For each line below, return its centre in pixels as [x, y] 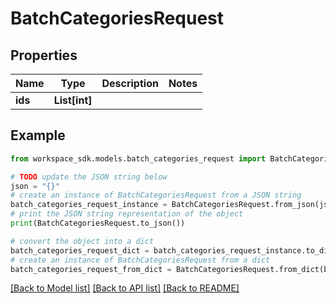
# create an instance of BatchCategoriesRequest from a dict [140, 260]
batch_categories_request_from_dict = [91, 269]
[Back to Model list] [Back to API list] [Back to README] [125, 288]
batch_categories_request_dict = [80, 250]
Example [38, 135]
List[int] [73, 100]
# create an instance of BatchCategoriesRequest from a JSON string [156, 195]
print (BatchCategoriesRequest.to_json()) [98, 223]
